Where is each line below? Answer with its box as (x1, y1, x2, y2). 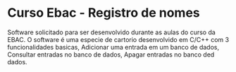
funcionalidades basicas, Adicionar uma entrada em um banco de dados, (7, 43, 220, 51)
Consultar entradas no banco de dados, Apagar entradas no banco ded (7, 50, 215, 59)
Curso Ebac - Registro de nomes (7, 5, 200, 21)
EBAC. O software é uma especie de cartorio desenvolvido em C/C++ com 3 (7, 35, 230, 43)
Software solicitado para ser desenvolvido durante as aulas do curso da (7, 28, 216, 36)
